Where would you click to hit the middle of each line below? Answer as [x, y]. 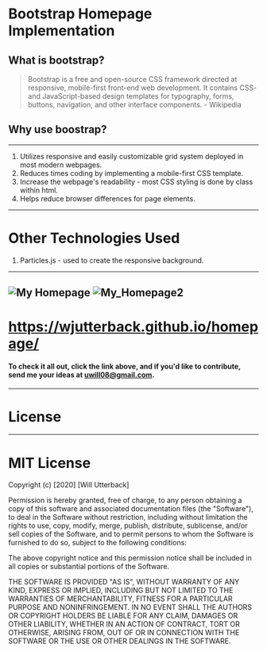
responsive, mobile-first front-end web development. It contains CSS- [142, 88]
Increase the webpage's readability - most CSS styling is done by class [136, 182]
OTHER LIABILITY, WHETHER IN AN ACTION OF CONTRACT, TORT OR [124, 624]
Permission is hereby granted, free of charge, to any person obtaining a [125, 500]
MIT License [50, 463]
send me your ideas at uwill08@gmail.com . [81, 374]
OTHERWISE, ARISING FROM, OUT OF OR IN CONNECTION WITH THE [124, 633]
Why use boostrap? [58, 129]
